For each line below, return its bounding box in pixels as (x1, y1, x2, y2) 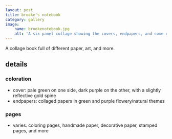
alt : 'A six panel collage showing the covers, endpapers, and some (14, 31, 164, 36)
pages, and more (12, 127, 49, 133)
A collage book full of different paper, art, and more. (5, 45, 115, 51)
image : (5, 21, 19, 27)
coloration (5, 75, 32, 82)
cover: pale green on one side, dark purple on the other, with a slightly (12, 87, 161, 93)
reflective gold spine (12, 92, 56, 99)
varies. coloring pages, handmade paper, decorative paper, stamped (12, 122, 158, 128)
